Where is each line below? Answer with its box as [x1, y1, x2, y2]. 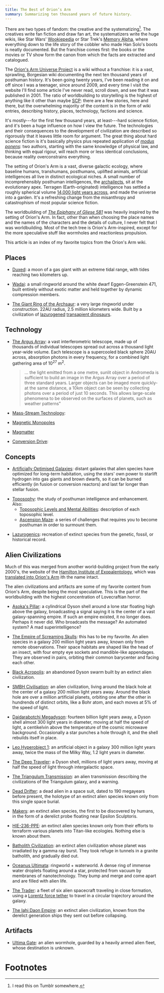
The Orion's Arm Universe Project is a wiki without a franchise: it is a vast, [5, 66, 154, 72]
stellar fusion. [12, 487, 40, 493]
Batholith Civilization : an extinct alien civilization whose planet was [12, 842, 146, 848]
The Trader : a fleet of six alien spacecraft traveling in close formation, [12, 887, 153, 893]
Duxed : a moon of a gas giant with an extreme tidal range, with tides [12, 266, 150, 272]
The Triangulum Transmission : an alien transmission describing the [12, 774, 147, 779]
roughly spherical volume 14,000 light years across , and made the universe [5, 189, 156, 195]
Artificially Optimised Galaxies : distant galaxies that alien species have [12, 466, 154, 472]
